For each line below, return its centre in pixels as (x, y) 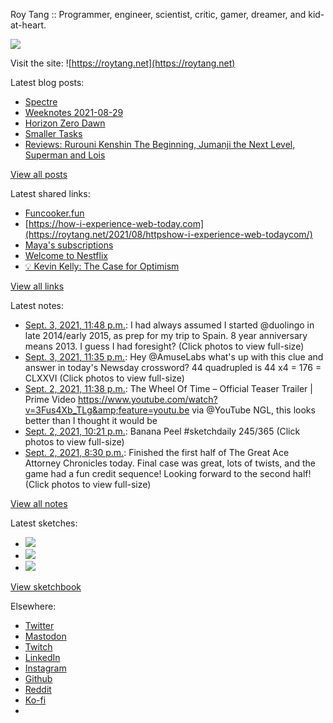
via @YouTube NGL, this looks (253, 410)
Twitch (38, 647)
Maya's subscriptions (69, 245)
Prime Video (50, 399)
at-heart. (28, 25)
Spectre (41, 102)
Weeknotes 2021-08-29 (74, 112)
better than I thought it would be (91, 420)
